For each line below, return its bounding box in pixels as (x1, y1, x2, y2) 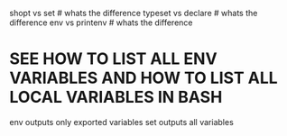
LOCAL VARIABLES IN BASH (9, 87, 223, 107)
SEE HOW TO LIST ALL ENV (9, 49, 218, 69)
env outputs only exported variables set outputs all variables (9, 116, 235, 127)
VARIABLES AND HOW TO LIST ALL (9, 68, 278, 88)
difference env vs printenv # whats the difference (9, 17, 193, 28)
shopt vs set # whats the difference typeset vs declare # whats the (9, 8, 258, 18)
